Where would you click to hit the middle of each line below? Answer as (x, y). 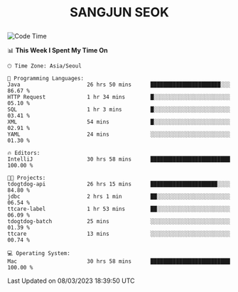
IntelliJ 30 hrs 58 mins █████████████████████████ (119, 159)
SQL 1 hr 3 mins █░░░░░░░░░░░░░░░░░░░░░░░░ (119, 110)
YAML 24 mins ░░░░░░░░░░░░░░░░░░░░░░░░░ (119, 135)
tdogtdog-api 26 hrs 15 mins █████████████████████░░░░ (119, 184)
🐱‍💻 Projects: (27, 178)
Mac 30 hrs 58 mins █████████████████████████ (119, 261)
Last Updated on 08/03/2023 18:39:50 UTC (71, 281)
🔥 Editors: (24, 153)
